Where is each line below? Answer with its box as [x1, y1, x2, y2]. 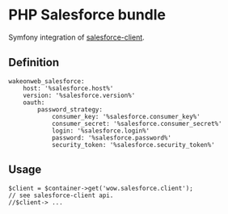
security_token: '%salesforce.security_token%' [51, 141, 216, 149]
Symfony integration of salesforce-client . [8, 32, 146, 42]
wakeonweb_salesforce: [8, 77, 85, 86]
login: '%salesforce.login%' [51, 127, 150, 135]
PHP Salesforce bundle [8, 6, 167, 24]
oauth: [23, 99, 45, 107]
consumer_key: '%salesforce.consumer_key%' [51, 112, 201, 120]
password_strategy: [37, 105, 103, 114]
